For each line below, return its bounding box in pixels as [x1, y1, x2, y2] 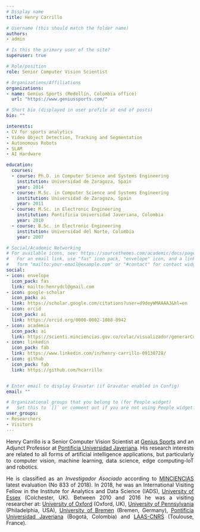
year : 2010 [17, 217, 44, 223]
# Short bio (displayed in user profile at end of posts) [6, 107, 153, 113]
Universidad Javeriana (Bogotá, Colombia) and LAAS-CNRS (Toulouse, [6, 513, 194, 520]
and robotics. [6, 463, 39, 471]
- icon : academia [6, 322, 49, 328]
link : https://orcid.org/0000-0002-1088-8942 [11, 317, 127, 323]
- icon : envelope [6, 272, 49, 278]
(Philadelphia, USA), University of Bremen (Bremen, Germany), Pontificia [6, 506, 194, 513]
